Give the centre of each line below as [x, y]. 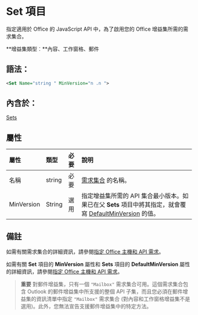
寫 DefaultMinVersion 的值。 [121, 214]
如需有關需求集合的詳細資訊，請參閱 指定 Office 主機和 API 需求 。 [85, 252]
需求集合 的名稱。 [106, 181]
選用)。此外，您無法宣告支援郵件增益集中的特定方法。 [86, 306]
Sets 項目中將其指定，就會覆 [146, 205]
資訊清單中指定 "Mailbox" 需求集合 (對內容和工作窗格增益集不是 [113, 299]
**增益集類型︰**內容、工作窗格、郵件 [53, 49]
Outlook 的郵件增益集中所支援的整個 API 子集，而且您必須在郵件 [105, 291]
